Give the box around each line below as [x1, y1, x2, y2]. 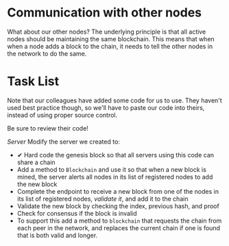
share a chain [16, 158, 56, 166]
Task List [7, 74, 60, 89]
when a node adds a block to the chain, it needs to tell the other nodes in [7, 42, 213, 50]
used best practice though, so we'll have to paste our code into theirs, [7, 103, 205, 111]
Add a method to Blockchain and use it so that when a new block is [16, 165, 207, 173]
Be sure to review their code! [7, 124, 89, 132]
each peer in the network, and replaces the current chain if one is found [16, 223, 221, 232]
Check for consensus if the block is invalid [16, 209, 137, 217]
